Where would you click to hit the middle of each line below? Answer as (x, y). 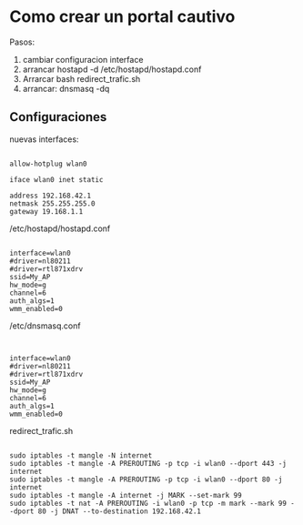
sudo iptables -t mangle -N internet (81, 455)
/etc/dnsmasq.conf (45, 326)
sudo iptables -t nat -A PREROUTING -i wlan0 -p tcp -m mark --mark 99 (148, 503)
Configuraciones (58, 117)
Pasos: (22, 42)
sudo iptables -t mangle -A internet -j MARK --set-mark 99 (126, 495)
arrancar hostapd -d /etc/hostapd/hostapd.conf (112, 69)
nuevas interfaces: (44, 139)
